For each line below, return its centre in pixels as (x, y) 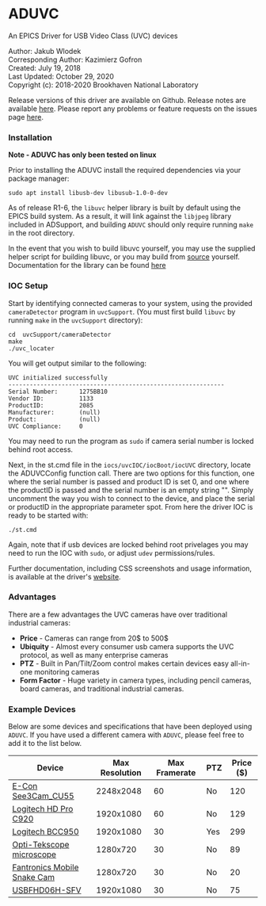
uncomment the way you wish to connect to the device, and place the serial (132, 498)
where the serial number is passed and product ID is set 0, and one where (129, 481)
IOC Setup (28, 286)
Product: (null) (55, 419)
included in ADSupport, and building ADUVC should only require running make (131, 225)
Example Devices (42, 709)
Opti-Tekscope (41, 845)
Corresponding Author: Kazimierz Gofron (75, 59)
